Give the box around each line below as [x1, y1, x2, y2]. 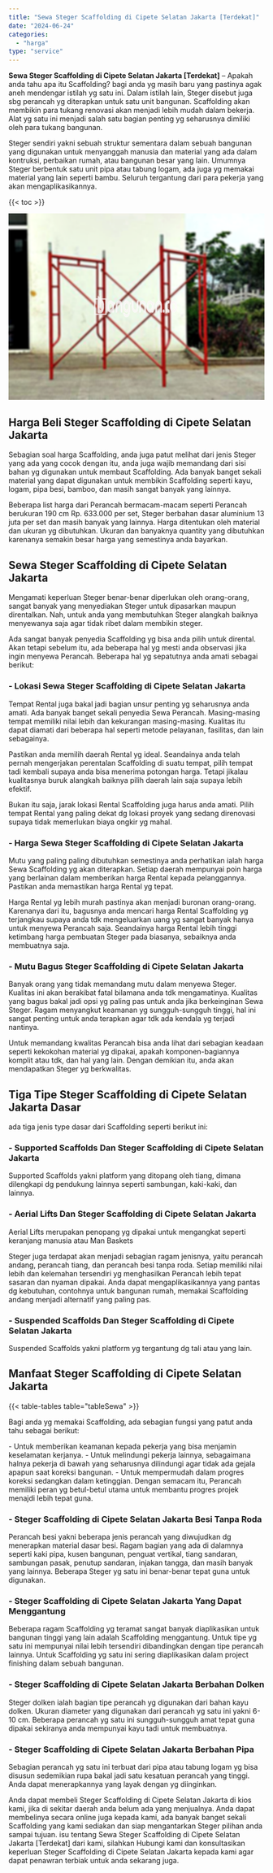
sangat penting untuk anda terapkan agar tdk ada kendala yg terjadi [8, 1014, 236, 1023]
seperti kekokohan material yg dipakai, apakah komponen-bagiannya [8, 1047, 240, 1057]
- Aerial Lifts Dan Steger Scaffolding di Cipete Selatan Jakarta [8, 1208, 257, 1219]
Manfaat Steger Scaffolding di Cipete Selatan [8, 1367, 242, 1381]
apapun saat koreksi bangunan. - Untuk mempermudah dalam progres [8, 1467, 245, 1477]
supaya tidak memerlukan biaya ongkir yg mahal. [8, 817, 172, 827]
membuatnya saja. [8, 940, 71, 950]
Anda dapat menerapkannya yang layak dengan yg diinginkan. [8, 1779, 218, 1788]
